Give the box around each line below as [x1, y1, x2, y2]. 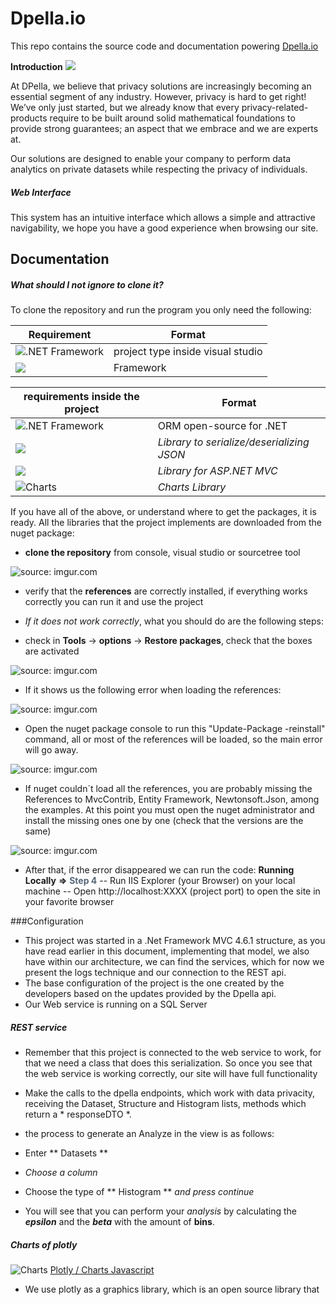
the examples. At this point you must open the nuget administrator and [24, 804, 315, 816]
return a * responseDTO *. [24, 1108, 132, 1121]
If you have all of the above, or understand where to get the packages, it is [10, 506, 317, 518]
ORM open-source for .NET [157, 419, 288, 433]
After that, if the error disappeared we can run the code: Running [24, 864, 295, 876]
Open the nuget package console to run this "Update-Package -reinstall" [24, 723, 326, 735]
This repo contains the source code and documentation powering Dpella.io [10, 40, 319, 52]
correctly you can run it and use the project [24, 596, 204, 608]
